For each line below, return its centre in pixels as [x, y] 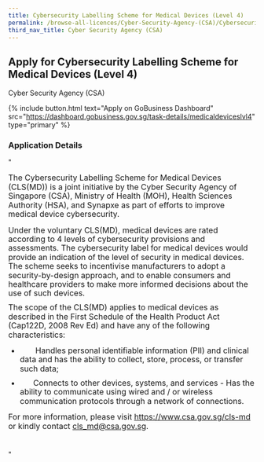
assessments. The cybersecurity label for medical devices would [128, 248]
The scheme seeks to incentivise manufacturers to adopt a [117, 266]
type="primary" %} [39, 125]
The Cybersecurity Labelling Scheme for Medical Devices [115, 178]
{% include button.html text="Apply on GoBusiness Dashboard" [111, 108]
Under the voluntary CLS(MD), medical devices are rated [113, 230]
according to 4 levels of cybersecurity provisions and [107, 239]
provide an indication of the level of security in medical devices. [126, 257]
